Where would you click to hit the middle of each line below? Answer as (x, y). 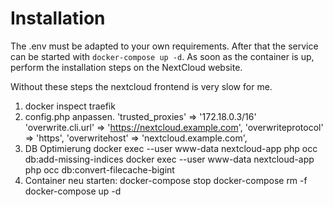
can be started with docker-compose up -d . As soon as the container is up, (162, 56)
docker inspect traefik (70, 106)
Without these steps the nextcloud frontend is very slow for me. (141, 86)
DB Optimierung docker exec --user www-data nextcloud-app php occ (171, 148)
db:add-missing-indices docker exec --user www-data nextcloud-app (169, 159)
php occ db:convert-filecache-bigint (99, 169)
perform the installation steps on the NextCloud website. (126, 67)
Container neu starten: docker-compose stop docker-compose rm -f (166, 180)
